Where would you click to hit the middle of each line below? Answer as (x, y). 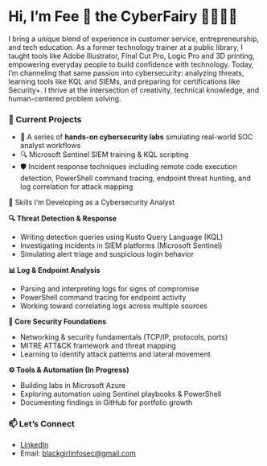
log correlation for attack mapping (76, 187)
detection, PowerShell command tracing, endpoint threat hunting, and (136, 178)
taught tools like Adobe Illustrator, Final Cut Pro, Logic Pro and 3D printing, (131, 56)
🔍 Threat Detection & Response (63, 219)
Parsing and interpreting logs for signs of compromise (109, 289)
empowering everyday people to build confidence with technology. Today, (131, 64)
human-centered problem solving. (65, 98)
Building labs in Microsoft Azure (73, 386)
